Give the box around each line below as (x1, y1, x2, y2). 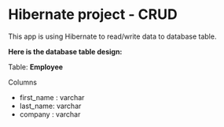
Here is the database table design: (8, 47, 123, 56)
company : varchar (19, 109, 81, 119)
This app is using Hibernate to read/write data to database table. (8, 32, 217, 41)
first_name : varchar (19, 92, 85, 102)
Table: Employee (8, 62, 64, 72)
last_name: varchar (19, 101, 82, 110)
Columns (8, 77, 38, 87)
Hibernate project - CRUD (8, 6, 178, 24)
